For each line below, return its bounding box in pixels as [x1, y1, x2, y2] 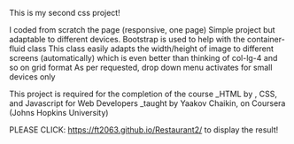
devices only [9, 72, 56, 82]
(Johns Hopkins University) [9, 108, 109, 117]
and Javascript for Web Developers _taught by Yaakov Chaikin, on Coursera [9, 98, 286, 109]
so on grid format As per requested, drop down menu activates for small [9, 62, 273, 72]
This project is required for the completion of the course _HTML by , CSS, [9, 88, 277, 99]
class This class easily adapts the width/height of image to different [27, 43, 275, 54]
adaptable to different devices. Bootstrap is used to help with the [9, 34, 245, 44]
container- [246, 34, 285, 44]
